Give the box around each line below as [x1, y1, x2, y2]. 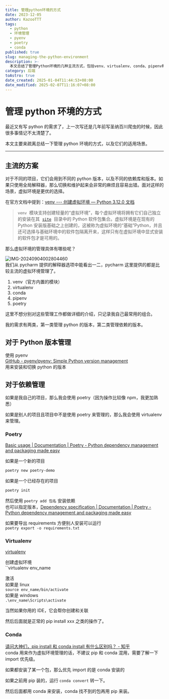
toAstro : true [5, 73, 35, 78]
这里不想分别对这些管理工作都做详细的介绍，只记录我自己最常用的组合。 [5, 311, 155, 317]
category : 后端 [5, 69, 36, 74]
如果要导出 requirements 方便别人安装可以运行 [5, 520, 102, 526]
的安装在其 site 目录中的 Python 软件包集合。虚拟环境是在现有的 [17, 216, 155, 222]
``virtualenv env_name [5, 565, 51, 571]
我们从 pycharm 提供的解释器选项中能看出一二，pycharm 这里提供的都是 [5, 262, 156, 268]
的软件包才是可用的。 [17, 235, 62, 241]
